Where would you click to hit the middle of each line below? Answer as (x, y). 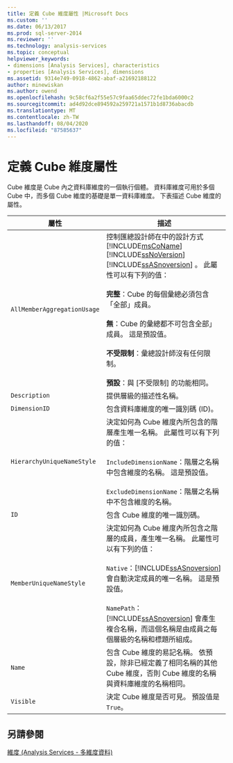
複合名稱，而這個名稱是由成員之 (158, 629)
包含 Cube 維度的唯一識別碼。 (155, 515)
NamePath (121, 609)
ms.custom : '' (28, 20)
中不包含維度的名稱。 (141, 502)
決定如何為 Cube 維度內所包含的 (159, 422)
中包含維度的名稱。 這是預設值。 (159, 472)
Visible (23, 702)
